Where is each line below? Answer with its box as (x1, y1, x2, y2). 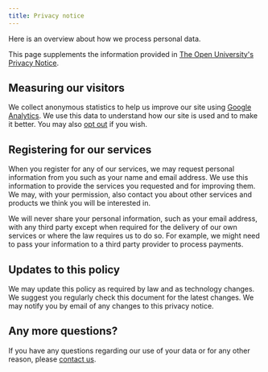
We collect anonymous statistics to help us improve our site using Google (8, 102, 252, 112)
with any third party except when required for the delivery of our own (8, 223, 237, 232)
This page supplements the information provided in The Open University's (8, 49, 254, 59)
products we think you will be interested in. (8, 198, 151, 208)
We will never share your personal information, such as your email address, (8, 214, 258, 223)
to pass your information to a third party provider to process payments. (8, 239, 244, 249)
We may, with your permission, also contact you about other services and (8, 190, 252, 199)
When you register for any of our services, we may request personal (8, 164, 235, 174)
